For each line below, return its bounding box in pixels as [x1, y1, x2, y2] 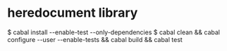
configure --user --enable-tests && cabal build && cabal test [7, 35, 183, 43]
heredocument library [7, 5, 138, 21]
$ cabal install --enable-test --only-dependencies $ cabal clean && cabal [7, 28, 221, 36]
